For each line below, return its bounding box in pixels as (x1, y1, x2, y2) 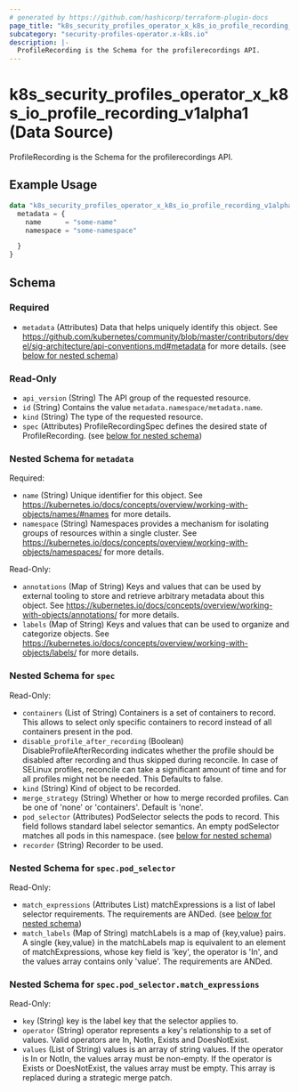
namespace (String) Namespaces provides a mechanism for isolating (21, 518, 270, 530)
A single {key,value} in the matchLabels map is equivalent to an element (21, 937, 287, 948)
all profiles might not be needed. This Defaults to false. (21, 773, 223, 784)
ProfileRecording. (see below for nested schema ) (21, 431, 203, 441)
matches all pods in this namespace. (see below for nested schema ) (21, 829, 273, 841)
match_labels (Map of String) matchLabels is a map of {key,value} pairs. (21, 927, 287, 938)
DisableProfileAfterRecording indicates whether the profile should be (21, 745, 274, 756)
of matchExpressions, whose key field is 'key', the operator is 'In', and (21, 947, 279, 957)
